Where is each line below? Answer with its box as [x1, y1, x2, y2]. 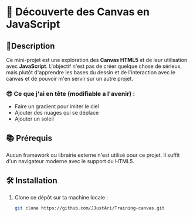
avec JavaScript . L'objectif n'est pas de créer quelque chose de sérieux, [6, 63, 182, 70]
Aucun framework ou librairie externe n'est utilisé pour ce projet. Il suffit [6, 151, 180, 159]
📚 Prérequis [6, 133, 53, 143]
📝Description [6, 41, 55, 51]
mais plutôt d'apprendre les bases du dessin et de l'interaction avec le [6, 69, 176, 75]
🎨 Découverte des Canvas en [6, 5, 150, 19]
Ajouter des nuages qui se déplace [14, 109, 99, 116]
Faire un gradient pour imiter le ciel [14, 103, 99, 110]
